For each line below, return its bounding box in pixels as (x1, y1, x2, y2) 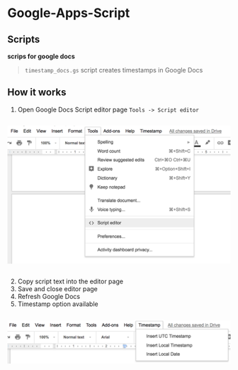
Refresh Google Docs (17, 293, 80, 301)
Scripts (7, 33, 40, 45)
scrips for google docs (7, 52, 76, 60)
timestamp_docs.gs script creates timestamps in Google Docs (24, 66, 203, 74)
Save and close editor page (17, 285, 98, 293)
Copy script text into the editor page (17, 277, 124, 285)
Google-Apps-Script (7, 5, 130, 21)
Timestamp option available (17, 300, 98, 308)
